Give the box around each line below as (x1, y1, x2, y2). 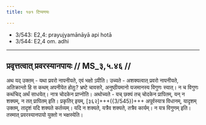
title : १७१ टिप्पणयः (6, 9, 50, 15)
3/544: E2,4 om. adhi (15, 37, 69, 45)
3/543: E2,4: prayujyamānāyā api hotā (15, 31, 112, 38)
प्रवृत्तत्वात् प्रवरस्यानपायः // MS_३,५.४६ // (6, 61, 131, 71)
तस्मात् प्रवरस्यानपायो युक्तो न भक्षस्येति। (6, 111, 84, 119)
